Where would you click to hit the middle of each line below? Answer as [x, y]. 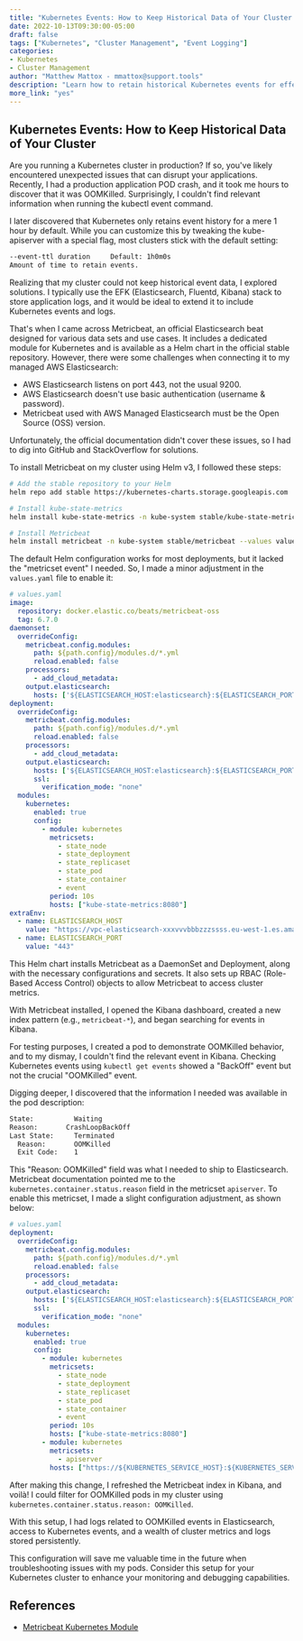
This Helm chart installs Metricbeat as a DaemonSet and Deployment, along [150, 963]
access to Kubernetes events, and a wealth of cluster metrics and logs [140, 1531]
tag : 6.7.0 [38, 619]
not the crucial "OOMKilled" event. [73, 1075]
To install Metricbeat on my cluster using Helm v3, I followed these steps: [145, 468]
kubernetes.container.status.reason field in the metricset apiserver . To [143, 1189]
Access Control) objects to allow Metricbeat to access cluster [149, 983]
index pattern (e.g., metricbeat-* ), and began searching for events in [137, 1019]
